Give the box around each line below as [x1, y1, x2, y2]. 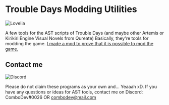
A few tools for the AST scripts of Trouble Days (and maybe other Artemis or [5, 30, 164, 36]
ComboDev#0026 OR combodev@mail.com [5, 94, 97, 100]
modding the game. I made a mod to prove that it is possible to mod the [5, 40, 154, 46]
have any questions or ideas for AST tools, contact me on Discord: [5, 89, 143, 95]
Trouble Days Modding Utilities [5, 4, 137, 15]
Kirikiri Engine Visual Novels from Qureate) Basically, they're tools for [5, 35, 149, 41]
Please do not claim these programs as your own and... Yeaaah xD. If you [5, 83, 157, 89]
